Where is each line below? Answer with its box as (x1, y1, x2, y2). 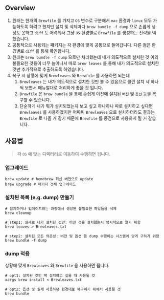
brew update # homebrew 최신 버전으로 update (5, 176, 94, 181)
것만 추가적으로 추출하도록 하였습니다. (12, 66, 85, 72)
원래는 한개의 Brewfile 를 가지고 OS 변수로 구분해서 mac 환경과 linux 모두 (12, 17, 152, 23)
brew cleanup (5, 211, 32, 215)
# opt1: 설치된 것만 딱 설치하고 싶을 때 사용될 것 (5, 273, 95, 278)
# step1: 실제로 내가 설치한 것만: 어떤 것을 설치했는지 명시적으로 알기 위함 (5, 220, 141, 225)
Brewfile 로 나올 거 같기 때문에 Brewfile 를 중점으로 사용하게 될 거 (19, 115, 147, 121)
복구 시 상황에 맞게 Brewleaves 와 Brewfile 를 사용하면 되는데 (12, 72, 130, 78)
